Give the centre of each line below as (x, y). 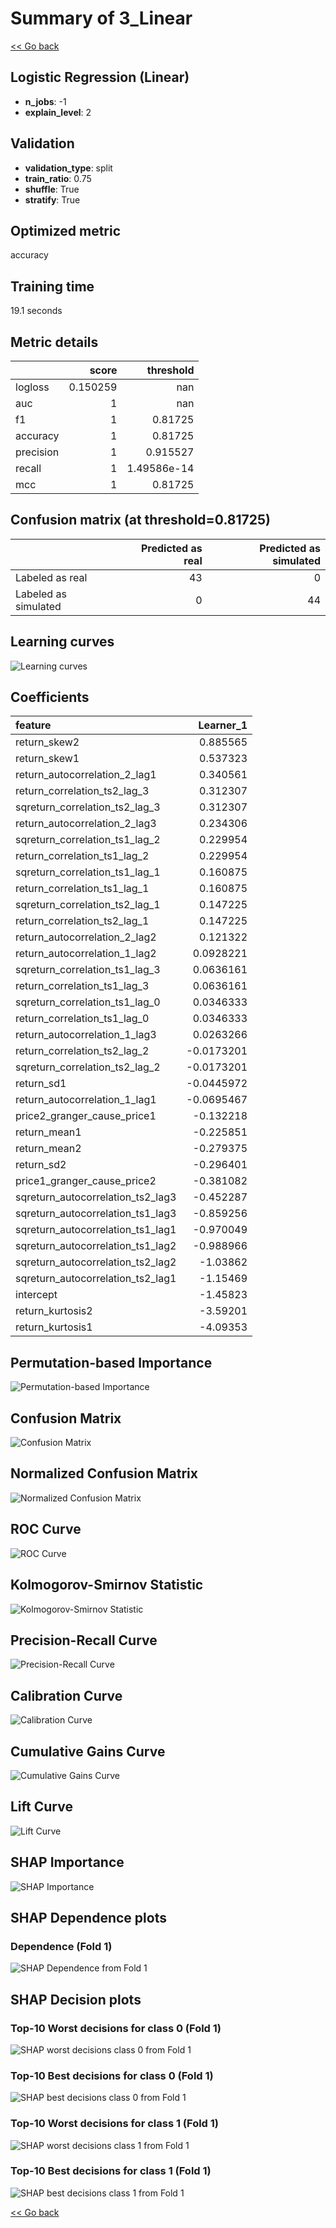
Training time (52, 286)
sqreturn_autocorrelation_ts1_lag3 (96, 1214)
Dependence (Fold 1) (61, 1946)
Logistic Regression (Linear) (100, 77)
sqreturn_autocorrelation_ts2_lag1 (96, 1279)
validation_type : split (68, 168)
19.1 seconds (36, 311)
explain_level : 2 (58, 112)
